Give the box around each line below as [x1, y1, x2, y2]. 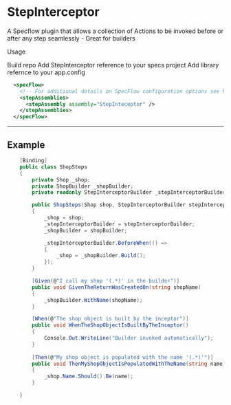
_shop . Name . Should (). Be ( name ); [43, 373, 134, 380]
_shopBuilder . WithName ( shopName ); [43, 296, 143, 303]
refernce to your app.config [7, 68, 86, 76]
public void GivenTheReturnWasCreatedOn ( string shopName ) [32, 283, 201, 291]
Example [7, 139, 45, 151]
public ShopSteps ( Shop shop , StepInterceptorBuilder [32, 201, 186, 208]
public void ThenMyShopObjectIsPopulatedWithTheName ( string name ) [32, 360, 226, 367]
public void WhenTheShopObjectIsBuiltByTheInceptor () [32, 322, 189, 329]
